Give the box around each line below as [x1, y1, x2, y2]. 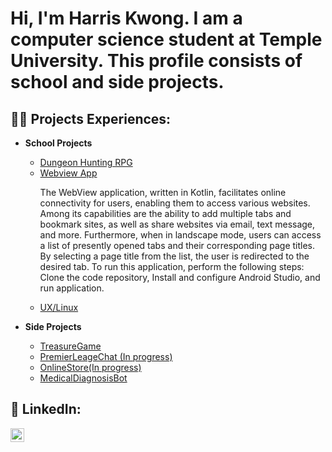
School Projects [24, 137, 93, 149]
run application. [39, 282, 105, 294]
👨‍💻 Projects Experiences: [10, 110, 172, 127]
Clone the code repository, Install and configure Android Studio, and [39, 272, 321, 283]
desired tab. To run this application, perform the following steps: [39, 261, 305, 272]
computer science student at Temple [10, 28, 323, 51]
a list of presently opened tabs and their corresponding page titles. [39, 240, 316, 251]
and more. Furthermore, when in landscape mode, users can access [39, 229, 322, 241]
